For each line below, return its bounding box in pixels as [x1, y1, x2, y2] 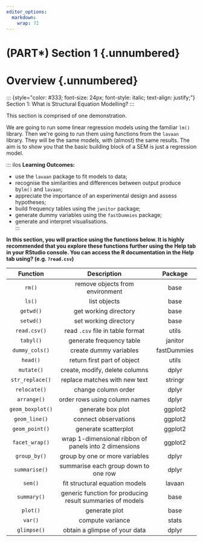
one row [92, 469, 117, 477]
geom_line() [14, 415, 48, 422]
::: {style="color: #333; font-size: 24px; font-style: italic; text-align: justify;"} [6, 94, 195, 101]
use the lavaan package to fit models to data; [14, 173, 128, 180]
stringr [165, 375, 184, 384]
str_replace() [11, 376, 51, 383]
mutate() [18, 366, 44, 373]
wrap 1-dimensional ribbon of [61, 434, 147, 443]
